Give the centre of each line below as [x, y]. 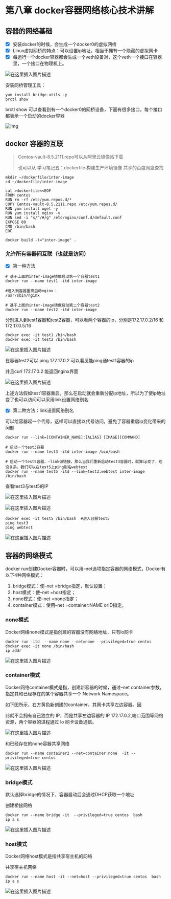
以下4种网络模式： [25, 575]
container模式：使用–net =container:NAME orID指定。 [69, 605]
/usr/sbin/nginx [22, 295]
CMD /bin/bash [20, 227]
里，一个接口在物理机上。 [40, 63]
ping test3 [17, 523]
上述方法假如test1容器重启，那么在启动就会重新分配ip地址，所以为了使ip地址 [86, 393]
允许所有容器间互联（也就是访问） [47, 254]
